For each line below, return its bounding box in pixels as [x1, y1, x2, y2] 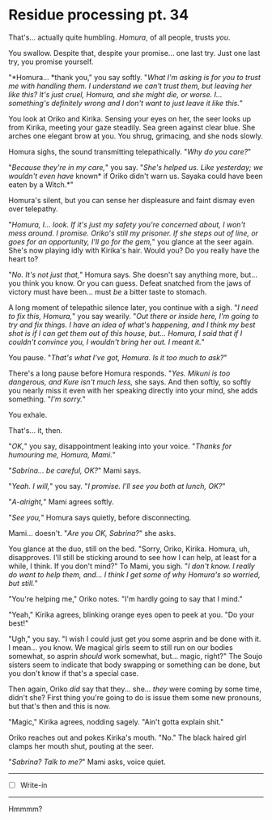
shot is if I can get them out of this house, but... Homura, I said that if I [8, 328, 243, 338]
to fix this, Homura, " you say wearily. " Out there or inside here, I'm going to [8, 311, 259, 321]
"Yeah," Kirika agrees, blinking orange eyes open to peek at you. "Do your [8, 610, 255, 619]
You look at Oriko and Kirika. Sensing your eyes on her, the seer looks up [8, 113, 252, 123]
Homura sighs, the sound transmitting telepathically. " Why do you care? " [8, 147, 252, 156]
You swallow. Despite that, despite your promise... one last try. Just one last [8, 48, 261, 57]
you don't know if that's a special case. [8, 668, 139, 678]
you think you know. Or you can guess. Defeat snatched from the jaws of [8, 278, 252, 288]
